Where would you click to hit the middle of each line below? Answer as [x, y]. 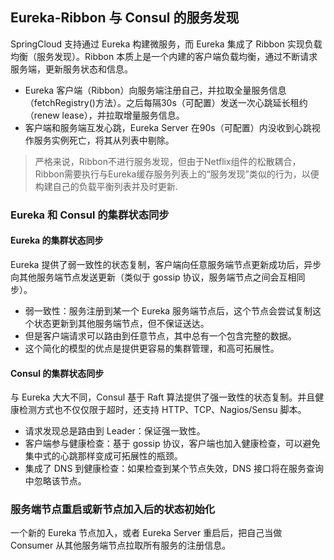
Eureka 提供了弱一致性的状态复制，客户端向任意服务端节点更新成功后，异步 [166, 264]
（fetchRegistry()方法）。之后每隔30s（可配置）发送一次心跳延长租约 [166, 102]
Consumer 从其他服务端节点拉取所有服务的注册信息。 [121, 545]
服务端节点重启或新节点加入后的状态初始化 [113, 510]
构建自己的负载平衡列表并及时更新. [106, 186]
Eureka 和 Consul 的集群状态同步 [90, 215]
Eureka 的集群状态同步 [57, 240]
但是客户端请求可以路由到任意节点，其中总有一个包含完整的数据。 [160, 335]
